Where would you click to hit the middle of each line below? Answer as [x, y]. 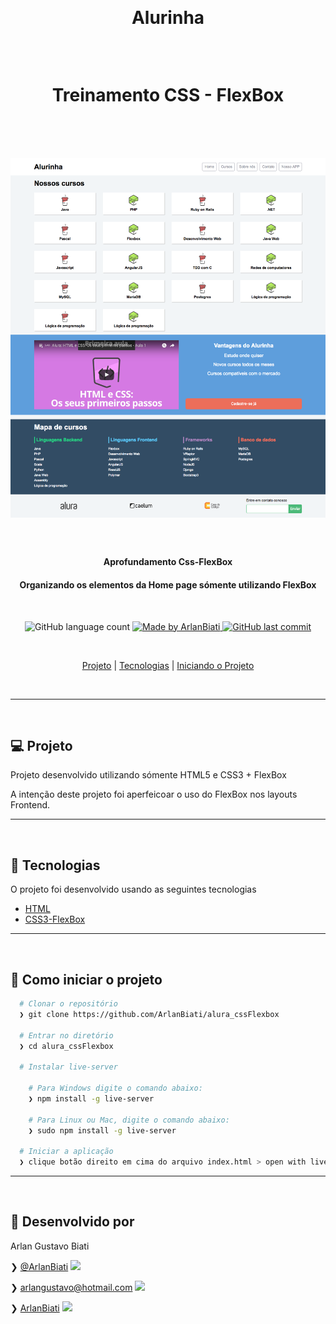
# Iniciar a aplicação [66, 1152]
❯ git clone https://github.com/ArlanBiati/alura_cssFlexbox [149, 1014]
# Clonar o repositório [68, 1004]
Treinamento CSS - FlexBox [168, 95]
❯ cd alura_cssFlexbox [66, 1046]
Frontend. [30, 805]
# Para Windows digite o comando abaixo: [115, 1088]
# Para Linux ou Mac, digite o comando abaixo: [129, 1120]
